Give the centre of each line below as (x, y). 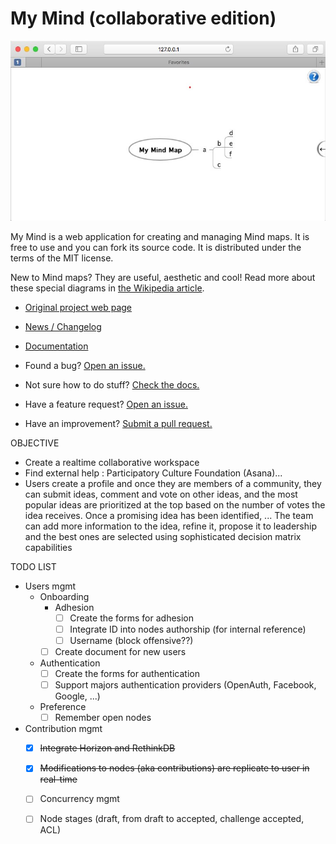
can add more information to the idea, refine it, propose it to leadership (171, 526)
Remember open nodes (103, 718)
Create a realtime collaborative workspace (112, 462)
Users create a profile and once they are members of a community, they (173, 483)
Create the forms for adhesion (132, 618)
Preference (63, 707)
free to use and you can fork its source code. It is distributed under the (156, 247)
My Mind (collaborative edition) (143, 18)
